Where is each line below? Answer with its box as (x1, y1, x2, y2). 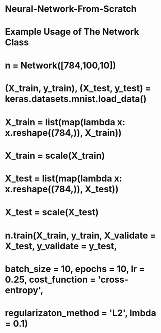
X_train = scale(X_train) (5, 150, 105, 161)
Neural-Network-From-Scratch (5, 3, 137, 15)
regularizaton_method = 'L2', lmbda (5, 307, 156, 319)
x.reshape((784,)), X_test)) (5, 184, 119, 195)
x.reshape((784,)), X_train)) (5, 127, 122, 138)
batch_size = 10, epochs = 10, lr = (5, 263, 145, 274)
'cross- (98, 274, 129, 285)
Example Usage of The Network (5, 26, 139, 38)
